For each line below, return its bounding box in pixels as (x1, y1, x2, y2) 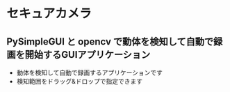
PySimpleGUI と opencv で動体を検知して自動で (6, 36, 213, 47)
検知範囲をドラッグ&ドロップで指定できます (16, 77, 143, 85)
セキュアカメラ (6, 6, 92, 22)
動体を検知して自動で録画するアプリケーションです (16, 68, 163, 77)
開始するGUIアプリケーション (24, 49, 151, 61)
